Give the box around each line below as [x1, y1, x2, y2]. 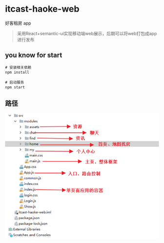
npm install [5, 70, 29, 75]
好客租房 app [5, 20, 31, 26]
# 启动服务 [5, 80, 24, 85]
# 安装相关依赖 [5, 65, 32, 70]
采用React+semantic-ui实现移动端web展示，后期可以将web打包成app [17, 30, 157, 36]
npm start [5, 84, 25, 90]
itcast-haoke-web [5, 3, 80, 15]
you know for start [5, 51, 62, 60]
